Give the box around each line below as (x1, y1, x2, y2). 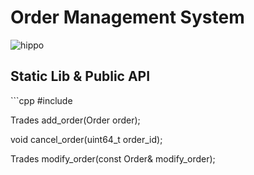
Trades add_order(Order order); (10, 114, 141, 126)
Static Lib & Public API (10, 68, 151, 85)
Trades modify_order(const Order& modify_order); (10, 152, 216, 165)
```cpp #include (10, 94, 73, 106)
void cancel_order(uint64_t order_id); (10, 133, 163, 145)
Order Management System (10, 6, 245, 29)
